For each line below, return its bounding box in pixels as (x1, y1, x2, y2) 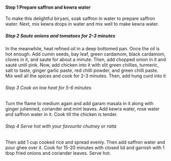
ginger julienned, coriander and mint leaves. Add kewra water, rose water (5, 106, 160, 112)
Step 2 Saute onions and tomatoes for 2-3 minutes (5, 32, 116, 38)
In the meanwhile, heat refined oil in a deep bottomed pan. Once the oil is (5, 46, 160, 52)
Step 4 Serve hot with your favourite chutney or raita (5, 123, 117, 129)
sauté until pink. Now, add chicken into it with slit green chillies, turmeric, (5, 62, 159, 68)
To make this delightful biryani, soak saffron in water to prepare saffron (5, 15, 155, 22)
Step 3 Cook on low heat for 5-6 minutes (5, 85, 92, 91)
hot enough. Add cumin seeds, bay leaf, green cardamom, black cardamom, (5, 51, 166, 57)
